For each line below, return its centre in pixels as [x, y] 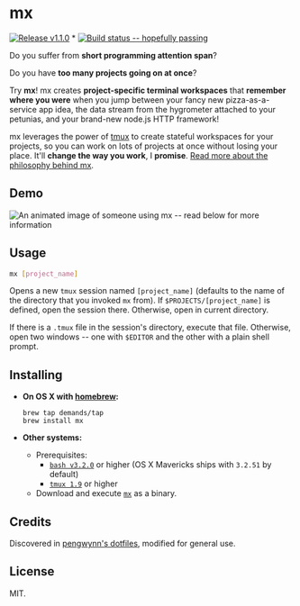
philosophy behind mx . [52, 165]
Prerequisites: [61, 455]
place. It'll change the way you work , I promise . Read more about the [139, 155]
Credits [31, 522]
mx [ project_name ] [44, 274]
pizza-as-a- [248, 99]
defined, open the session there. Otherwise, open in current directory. [139, 310]
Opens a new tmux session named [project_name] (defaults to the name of [147, 291]
